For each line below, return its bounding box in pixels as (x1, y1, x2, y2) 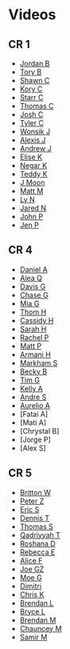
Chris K (19, 590, 45, 599)
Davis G (19, 282, 46, 291)
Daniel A (19, 264, 48, 274)
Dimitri (19, 581, 42, 591)
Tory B (19, 67, 42, 77)
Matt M (19, 186, 44, 195)
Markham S (19, 358, 58, 367)
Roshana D (19, 539, 56, 548)
